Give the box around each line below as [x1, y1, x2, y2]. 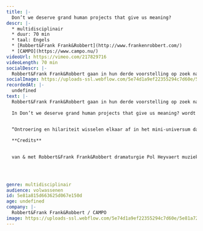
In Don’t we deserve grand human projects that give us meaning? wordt [11, 110, 196, 116]
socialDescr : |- [6, 65, 47, 71]
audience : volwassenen [6, 187, 63, 194]
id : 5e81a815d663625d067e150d [6, 193, 83, 199]
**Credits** [11, 137, 42, 144]
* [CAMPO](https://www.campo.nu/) [11, 48, 98, 54]
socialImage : [6, 76, 39, 82]
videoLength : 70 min [6, 59, 59, 65]
